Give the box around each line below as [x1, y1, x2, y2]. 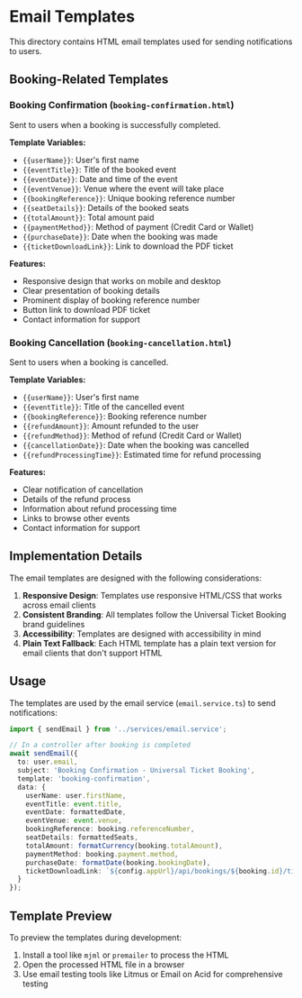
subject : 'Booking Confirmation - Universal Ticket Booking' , [17, 766, 255, 775]
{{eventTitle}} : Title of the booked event [22, 164, 177, 175]
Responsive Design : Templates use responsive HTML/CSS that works [22, 590, 282, 600]
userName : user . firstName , [25, 791, 127, 800]
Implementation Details [9, 548, 143, 564]
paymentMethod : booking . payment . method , [25, 849, 179, 858]
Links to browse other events [22, 512, 130, 524]
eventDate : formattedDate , [25, 808, 127, 817]
